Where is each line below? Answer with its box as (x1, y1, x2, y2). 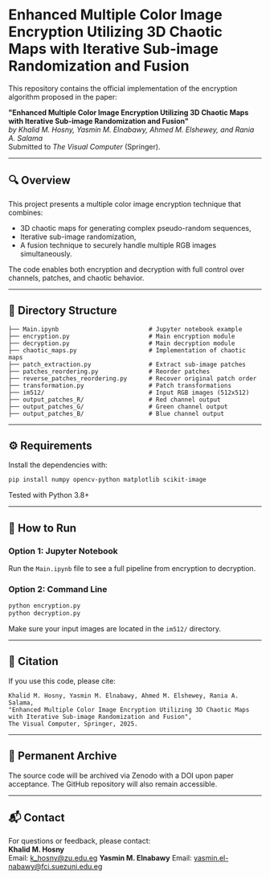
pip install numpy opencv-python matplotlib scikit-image (8, 476, 207, 484)
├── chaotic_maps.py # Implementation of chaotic (8, 346, 247, 355)
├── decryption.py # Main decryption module (8, 339, 235, 347)
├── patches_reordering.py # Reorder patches (8, 368, 211, 376)
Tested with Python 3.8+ (8, 491, 90, 500)
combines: (8, 207, 43, 217)
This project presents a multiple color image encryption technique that (8, 199, 241, 208)
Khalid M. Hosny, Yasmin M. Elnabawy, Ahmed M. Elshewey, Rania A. (8, 692, 239, 700)
